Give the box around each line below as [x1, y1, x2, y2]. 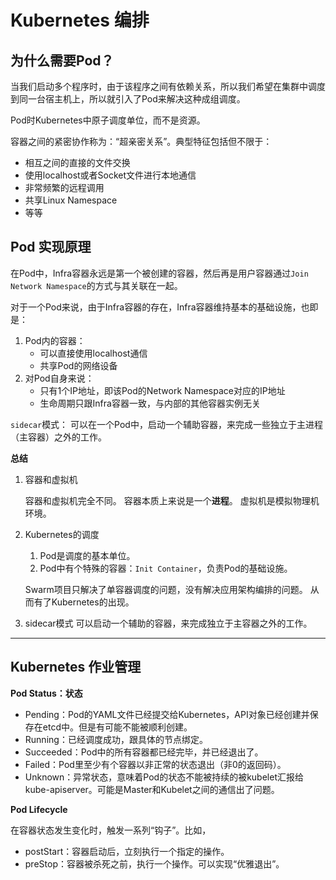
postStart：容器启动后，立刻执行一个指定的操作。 [24, 845, 230, 857]
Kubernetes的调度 [24, 528, 100, 540]
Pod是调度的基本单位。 [39, 549, 136, 561]
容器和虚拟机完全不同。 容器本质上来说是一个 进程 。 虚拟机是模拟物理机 [24, 494, 320, 506]
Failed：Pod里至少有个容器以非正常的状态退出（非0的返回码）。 [24, 758, 287, 770]
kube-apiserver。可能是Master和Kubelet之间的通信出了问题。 [24, 783, 280, 795]
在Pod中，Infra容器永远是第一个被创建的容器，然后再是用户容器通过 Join [10, 267, 309, 279]
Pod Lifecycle [10, 803, 68, 815]
